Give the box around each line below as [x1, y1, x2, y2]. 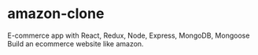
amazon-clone [7, 5, 105, 23]
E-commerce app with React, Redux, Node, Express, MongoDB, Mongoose [7, 31, 250, 40]
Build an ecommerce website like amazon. [7, 38, 144, 48]
